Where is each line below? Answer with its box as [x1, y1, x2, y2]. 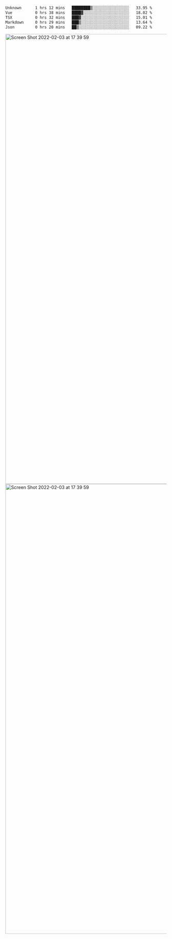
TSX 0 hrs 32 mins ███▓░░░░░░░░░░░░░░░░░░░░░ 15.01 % [5, 15, 153, 20]
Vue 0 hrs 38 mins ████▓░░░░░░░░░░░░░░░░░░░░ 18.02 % [5, 10, 153, 15]
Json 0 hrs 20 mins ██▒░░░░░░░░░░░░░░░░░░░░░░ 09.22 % [5, 24, 153, 30]
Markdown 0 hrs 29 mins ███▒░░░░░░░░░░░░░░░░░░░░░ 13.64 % [5, 20, 153, 25]
